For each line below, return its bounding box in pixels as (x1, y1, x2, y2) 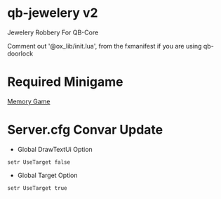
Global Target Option (17, 171, 79, 179)
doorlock (7, 49, 34, 58)
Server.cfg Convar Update (7, 122, 163, 138)
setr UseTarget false (7, 158, 71, 166)
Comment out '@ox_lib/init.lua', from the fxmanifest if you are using (7, 41, 202, 50)
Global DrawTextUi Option (17, 145, 93, 153)
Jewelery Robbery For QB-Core (7, 28, 99, 37)
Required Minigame (7, 74, 123, 90)
